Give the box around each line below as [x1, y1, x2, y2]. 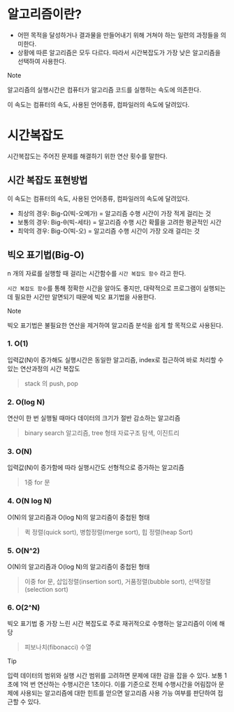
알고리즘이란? [7, 6, 82, 22]
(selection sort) [24, 585, 68, 593]
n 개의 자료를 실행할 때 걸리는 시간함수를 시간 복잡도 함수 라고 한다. [7, 269, 187, 277]
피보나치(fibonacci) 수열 [24, 643, 92, 651]
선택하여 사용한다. [17, 57, 66, 65]
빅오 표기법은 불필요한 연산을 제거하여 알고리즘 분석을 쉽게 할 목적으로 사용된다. [7, 321, 224, 329]
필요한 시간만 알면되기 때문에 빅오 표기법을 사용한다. [14, 292, 156, 301]
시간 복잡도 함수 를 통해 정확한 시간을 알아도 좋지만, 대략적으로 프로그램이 [7, 284, 202, 292]
